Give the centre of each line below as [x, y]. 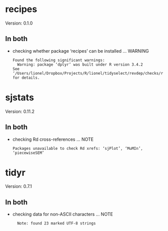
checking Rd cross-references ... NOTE [53, 139]
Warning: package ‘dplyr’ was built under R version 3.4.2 [80, 64]
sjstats [20, 97]
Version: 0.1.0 [19, 23]
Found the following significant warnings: [59, 60]
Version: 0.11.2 [20, 111]
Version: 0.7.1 [19, 186]
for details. [26, 78]
